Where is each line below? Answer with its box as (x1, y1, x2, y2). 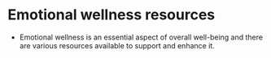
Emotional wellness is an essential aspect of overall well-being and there (19, 32, 264, 42)
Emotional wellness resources (7, 6, 216, 24)
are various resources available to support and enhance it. (19, 40, 215, 50)
